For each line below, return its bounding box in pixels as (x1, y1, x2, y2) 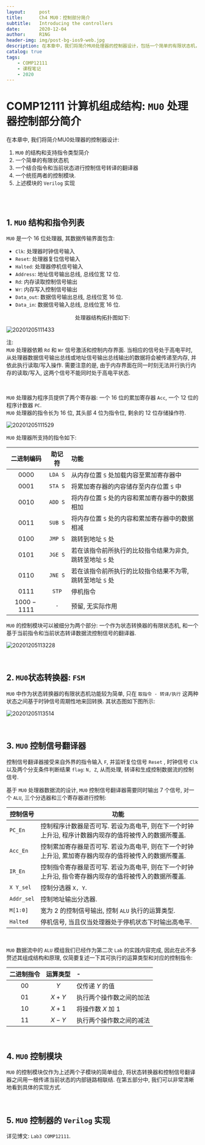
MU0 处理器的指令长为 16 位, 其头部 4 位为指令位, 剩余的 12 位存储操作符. (6, 409, 186, 416)
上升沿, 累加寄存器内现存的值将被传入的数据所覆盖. (40, 851, 186, 860)
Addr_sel (9, 895, 35, 902)
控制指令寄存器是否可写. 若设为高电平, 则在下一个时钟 (40, 863, 194, 871)
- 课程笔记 (17, 65, 41, 72)
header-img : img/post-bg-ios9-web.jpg (6, 37, 105, 43)
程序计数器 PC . (6, 402, 42, 408)
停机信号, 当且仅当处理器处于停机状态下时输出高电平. (40, 918, 192, 926)
